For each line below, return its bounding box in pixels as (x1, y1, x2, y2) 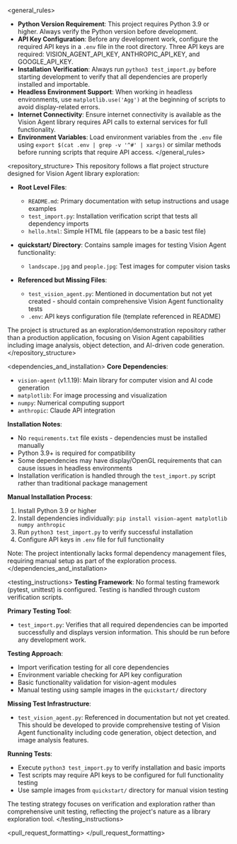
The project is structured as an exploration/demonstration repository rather (7, 326, 226, 334)
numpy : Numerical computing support (17, 399, 125, 407)
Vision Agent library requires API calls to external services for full (17, 118, 208, 126)
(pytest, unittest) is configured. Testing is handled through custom (7, 586, 200, 593)
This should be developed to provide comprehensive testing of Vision (17, 720, 221, 729)
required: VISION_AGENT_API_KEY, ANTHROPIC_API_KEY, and (17, 50, 200, 58)
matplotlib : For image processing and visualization (17, 391, 168, 400)
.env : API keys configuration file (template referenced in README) (28, 312, 221, 320)
